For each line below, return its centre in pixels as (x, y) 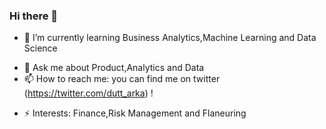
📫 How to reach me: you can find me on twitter (122, 79)
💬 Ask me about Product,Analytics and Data (114, 68)
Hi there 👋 (34, 16)
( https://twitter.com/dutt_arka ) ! (88, 93)
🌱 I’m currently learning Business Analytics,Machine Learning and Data (170, 38)
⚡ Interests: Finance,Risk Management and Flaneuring (135, 113)
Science (40, 48)
